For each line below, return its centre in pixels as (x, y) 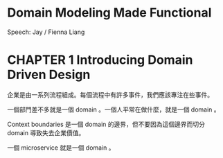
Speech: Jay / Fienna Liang (46, 32)
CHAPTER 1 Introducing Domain (100, 60)
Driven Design (49, 75)
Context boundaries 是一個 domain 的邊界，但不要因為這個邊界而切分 (106, 124)
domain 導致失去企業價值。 (46, 132)
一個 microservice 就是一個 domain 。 (61, 148)
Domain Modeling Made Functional (109, 13)
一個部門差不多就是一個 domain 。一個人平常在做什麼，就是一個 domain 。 (114, 109)
